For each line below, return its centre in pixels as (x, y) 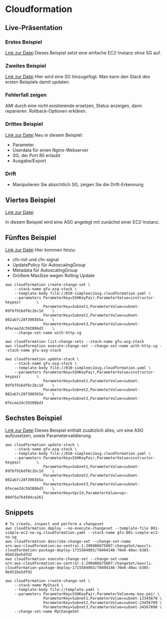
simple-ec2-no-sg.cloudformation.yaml (45, 533)
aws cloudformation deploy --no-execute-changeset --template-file (77, 528)
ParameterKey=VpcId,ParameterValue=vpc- (86, 493)
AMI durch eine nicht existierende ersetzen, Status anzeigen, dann (74, 106)
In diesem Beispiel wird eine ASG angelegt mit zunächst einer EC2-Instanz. (82, 222)
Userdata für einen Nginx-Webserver (50, 150)
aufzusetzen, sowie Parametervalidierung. (49, 435)
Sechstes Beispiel (34, 418)
